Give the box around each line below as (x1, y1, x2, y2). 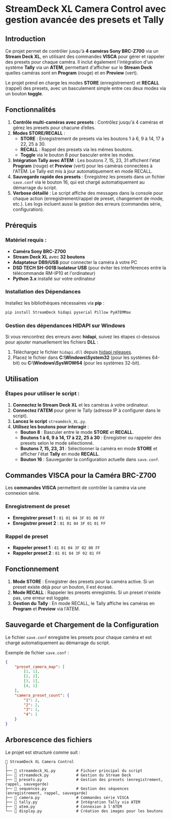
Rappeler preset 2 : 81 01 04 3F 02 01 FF (12, 550, 101, 556)
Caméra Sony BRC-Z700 (12, 248, 66, 254)
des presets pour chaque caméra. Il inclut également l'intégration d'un (5, 59, 153, 65)
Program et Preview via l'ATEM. (12, 606, 80, 612)
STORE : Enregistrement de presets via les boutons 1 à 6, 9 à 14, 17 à (20, 135, 164, 142)
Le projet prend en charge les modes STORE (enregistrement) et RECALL (5, 80, 159, 86)
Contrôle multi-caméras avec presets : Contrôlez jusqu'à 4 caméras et (12, 119, 164, 125)
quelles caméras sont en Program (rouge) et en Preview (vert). (5, 70, 138, 76)
